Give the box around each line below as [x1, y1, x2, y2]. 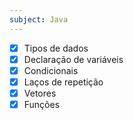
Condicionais [23, 64, 79, 76]
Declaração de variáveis [23, 53, 124, 65]
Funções [23, 98, 61, 110]
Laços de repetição [23, 76, 104, 88]
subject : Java [9, 14, 69, 25]
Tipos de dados [23, 42, 89, 54]
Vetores [23, 87, 57, 99]
